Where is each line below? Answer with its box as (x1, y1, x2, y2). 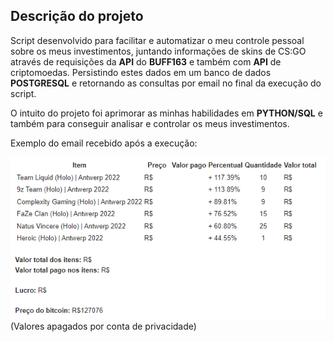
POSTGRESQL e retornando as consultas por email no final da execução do (10, 77, 322, 89)
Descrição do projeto (10, 8, 144, 25)
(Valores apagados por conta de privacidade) (10, 320, 197, 332)
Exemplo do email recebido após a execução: (10, 137, 198, 149)
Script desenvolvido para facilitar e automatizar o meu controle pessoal (10, 34, 305, 46)
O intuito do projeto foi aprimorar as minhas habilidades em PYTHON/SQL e (10, 107, 323, 119)
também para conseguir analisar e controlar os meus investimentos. (10, 117, 290, 129)
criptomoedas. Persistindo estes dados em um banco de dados (10, 66, 272, 78)
